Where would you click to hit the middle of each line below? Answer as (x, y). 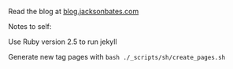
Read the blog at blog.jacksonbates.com (74, 11)
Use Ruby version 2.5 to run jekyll (63, 42)
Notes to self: (30, 26)
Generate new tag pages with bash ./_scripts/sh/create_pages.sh (117, 57)
